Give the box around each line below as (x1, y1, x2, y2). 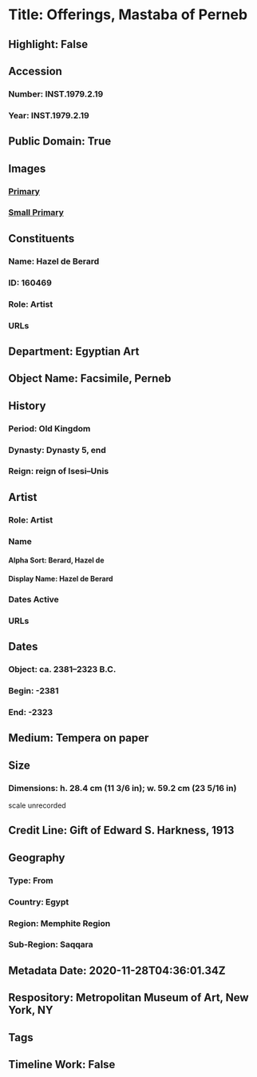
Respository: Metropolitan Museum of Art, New (8, 991, 249, 1004)
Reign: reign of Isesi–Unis (8, 466, 109, 477)
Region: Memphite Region (8, 917, 111, 928)
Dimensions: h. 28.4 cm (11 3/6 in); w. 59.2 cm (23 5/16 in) (8, 782, 237, 793)
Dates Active (8, 594, 60, 605)
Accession (8, 64, 62, 77)
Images (8, 161, 46, 175)
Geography (8, 851, 65, 864)
